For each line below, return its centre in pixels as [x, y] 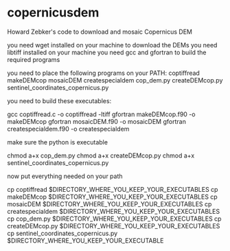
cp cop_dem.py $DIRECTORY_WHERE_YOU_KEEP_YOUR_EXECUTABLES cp [114, 219]
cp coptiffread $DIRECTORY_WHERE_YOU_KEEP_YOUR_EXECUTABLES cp [113, 189]
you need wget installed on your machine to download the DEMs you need [112, 45]
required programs [34, 59]
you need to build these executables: [59, 100]
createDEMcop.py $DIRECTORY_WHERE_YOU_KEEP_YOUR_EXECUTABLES [114, 226]
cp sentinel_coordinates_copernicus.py [62, 233]
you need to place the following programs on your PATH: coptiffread [104, 73]
